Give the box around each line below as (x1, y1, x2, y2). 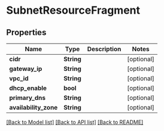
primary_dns (9, 93, 46, 102)
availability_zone (9, 104, 58, 111)
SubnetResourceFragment (6, 4, 141, 17)
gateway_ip (9, 65, 42, 73)
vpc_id (9, 74, 29, 82)
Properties (6, 27, 47, 38)
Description (87, 45, 122, 53)
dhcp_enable (9, 84, 47, 92)
